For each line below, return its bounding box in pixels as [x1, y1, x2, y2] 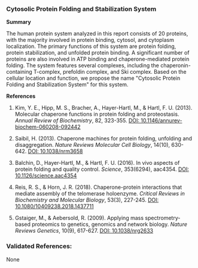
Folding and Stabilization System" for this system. [6, 81, 129, 88]
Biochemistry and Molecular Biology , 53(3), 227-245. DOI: [14, 197, 159, 204]
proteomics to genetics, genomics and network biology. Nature [32, 221, 187, 228]
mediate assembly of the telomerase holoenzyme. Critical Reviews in [14, 190, 185, 197]
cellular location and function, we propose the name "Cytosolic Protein [6, 74, 181, 82]
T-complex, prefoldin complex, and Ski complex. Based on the [33, 68, 187, 76]
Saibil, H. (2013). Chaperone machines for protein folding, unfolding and [14, 135, 193, 142]
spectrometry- [145, 215, 181, 222]
